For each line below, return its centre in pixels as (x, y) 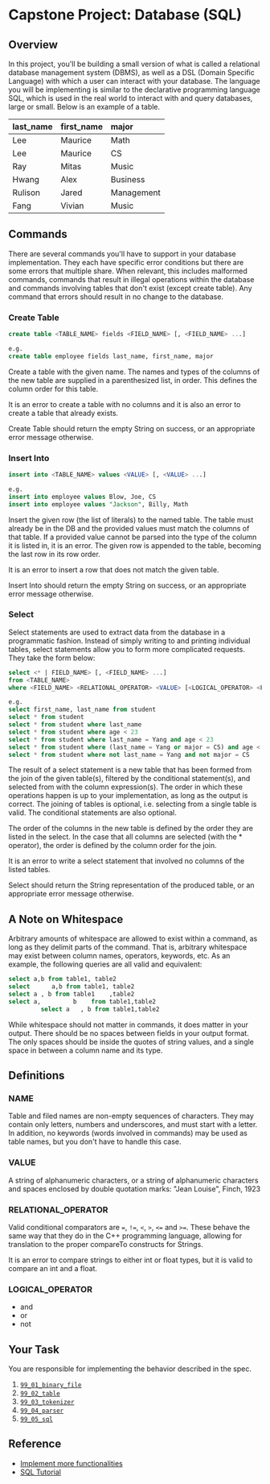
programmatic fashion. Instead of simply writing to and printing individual (129, 640)
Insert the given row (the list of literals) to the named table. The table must (131, 520)
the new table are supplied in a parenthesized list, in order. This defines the (133, 380)
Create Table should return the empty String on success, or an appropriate (132, 428)
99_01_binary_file (51, 1385)
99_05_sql (37, 1420)
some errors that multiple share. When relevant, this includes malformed (128, 271)
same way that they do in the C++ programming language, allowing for (125, 1236)
